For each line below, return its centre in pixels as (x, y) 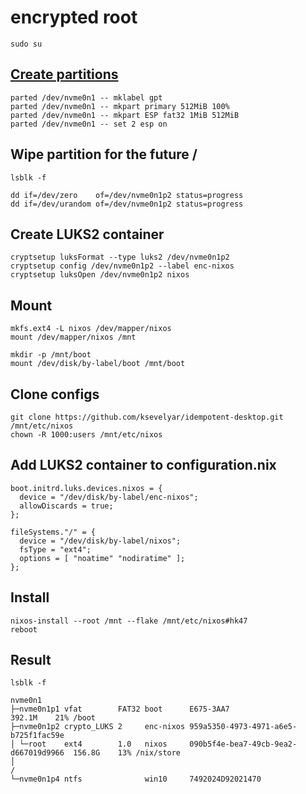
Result (31, 660)
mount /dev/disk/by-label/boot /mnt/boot (98, 364)
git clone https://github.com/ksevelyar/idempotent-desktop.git (147, 417)
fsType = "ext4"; (55, 549)
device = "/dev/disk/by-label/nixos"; (100, 541)
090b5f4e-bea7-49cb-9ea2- (243, 744)
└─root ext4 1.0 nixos (93, 744)
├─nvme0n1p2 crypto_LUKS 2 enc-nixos (98, 727)
